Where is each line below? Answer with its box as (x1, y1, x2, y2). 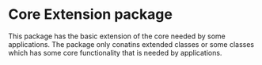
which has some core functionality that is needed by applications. (8, 48, 222, 57)
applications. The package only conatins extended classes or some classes (8, 39, 255, 49)
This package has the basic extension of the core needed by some (8, 31, 226, 41)
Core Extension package (8, 5, 173, 23)
